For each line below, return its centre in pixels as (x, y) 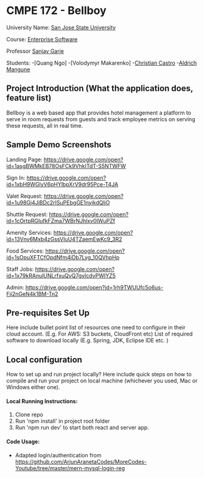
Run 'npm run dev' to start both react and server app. (82, 427)
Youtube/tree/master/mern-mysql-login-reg (70, 468)
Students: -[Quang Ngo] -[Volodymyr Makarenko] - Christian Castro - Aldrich (102, 63)
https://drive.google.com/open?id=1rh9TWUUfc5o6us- (94, 287)
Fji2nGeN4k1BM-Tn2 (32, 293)
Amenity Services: (29, 233)
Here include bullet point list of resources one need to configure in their (96, 328)
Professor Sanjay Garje (35, 51)
